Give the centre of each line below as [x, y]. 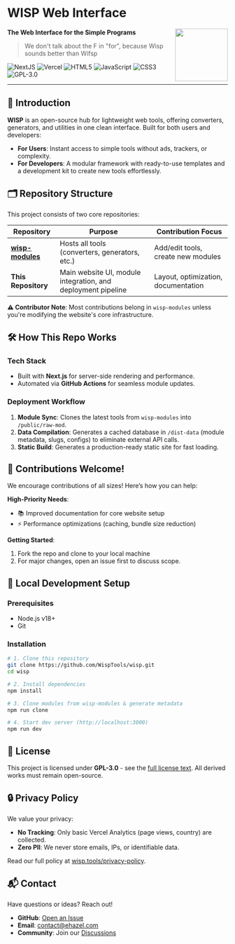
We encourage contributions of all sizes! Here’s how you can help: [102, 486]
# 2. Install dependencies [47, 684]
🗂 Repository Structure [60, 194]
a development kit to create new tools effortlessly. [90, 170]
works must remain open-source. [55, 776]
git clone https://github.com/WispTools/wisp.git [81, 665]
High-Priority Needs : [38, 499]
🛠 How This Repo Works [62, 337]
